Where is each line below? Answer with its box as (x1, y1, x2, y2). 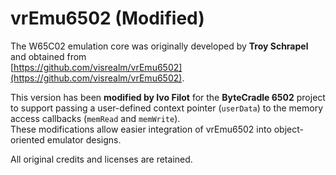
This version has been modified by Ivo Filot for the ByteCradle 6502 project (10, 91, 326, 103)
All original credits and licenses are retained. (10, 153, 193, 165)
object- (273, 123, 304, 135)
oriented (10, 133, 45, 146)
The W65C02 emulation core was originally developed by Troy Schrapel (10, 40, 309, 52)
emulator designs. (46, 133, 122, 146)
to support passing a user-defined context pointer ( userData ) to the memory (10, 102, 323, 114)
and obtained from (10, 50, 87, 62)
